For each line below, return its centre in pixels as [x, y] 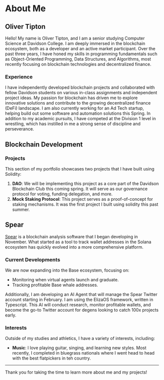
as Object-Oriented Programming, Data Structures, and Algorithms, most [78, 59]
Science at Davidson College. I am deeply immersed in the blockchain [75, 43]
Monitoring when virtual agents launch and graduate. [65, 280]
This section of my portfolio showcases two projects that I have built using [80, 169]
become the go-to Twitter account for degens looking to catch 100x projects [82, 310]
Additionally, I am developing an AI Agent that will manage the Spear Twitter [81, 295]
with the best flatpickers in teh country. [51, 358]
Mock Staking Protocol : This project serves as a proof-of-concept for [82, 199]
